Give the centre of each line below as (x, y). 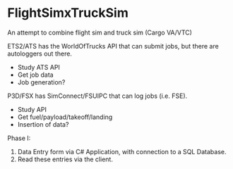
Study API (32, 109)
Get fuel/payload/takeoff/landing (65, 117)
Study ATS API (38, 67)
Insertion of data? (43, 124)
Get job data (36, 75)
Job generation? (41, 82)
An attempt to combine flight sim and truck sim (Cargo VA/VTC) (100, 32)
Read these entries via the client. (65, 159)
